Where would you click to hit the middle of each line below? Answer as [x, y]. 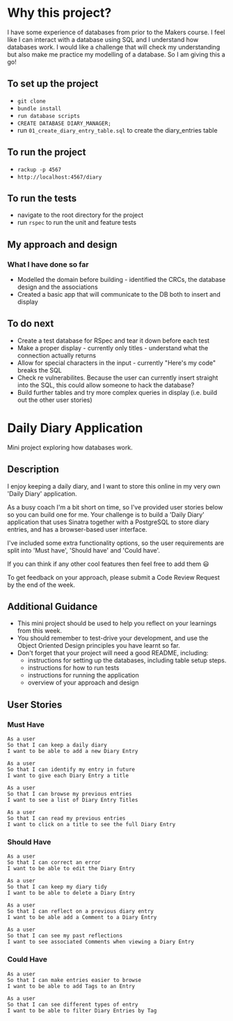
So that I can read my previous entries [67, 819]
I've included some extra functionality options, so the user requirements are [116, 543]
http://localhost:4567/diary [59, 177]
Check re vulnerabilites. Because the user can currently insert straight [118, 378]
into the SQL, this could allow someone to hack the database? [106, 385]
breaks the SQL [40, 370]
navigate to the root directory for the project [80, 215]
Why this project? [59, 13]
